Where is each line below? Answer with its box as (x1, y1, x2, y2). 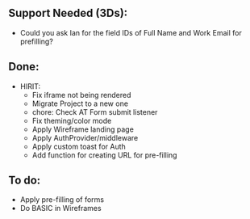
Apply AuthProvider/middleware (31, 133, 139, 142)
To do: (8, 174, 41, 187)
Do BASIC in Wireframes (19, 204, 102, 213)
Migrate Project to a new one (31, 99, 129, 108)
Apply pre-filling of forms (19, 195, 105, 204)
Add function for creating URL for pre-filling (31, 150, 177, 160)
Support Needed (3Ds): (8, 6, 128, 20)
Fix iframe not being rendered (31, 90, 131, 99)
